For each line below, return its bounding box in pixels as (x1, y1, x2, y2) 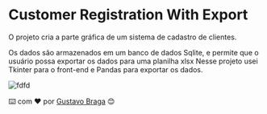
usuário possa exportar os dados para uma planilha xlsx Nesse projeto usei (8, 56, 258, 66)
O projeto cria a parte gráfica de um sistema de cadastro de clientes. (8, 32, 237, 42)
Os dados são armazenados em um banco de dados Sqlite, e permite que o (8, 47, 260, 57)
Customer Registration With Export (8, 6, 248, 24)
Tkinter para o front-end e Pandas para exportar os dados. (8, 64, 203, 74)
